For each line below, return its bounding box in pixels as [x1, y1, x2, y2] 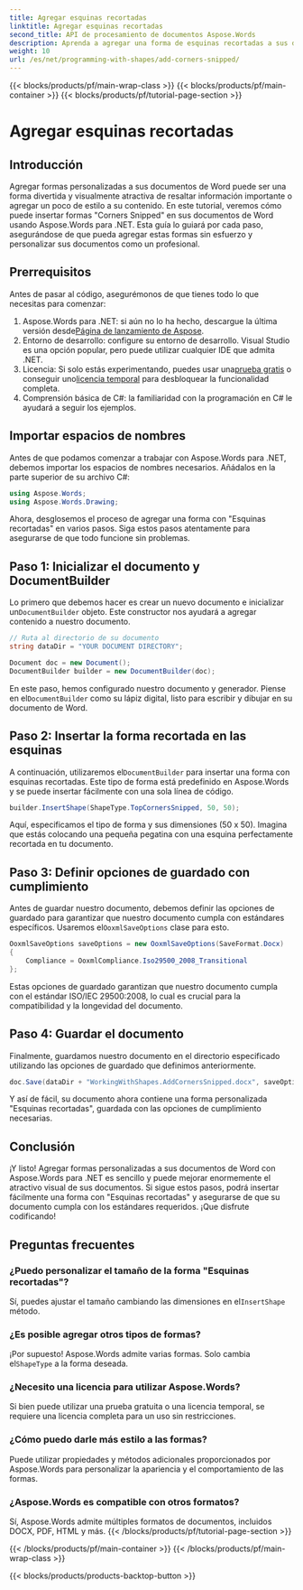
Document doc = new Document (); [9, 658, 131, 667]
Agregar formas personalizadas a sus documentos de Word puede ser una [9, 181, 287, 191]
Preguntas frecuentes [9, 1237, 135, 1252]
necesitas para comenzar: [9, 298, 106, 309]
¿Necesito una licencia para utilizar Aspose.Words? [9, 1381, 241, 1393]
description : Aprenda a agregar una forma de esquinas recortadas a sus [9, 38, 289, 48]
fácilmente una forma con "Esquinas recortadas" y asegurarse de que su [9, 1192, 280, 1203]
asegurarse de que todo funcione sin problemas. [9, 533, 191, 544]
